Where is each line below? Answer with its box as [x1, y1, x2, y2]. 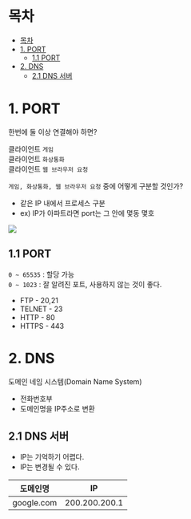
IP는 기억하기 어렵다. [19, 452, 85, 462]
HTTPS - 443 [19, 321, 65, 330]
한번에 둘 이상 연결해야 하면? [8, 127, 97, 136]
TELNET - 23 [19, 304, 63, 314]
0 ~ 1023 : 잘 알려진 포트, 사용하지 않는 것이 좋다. [8, 279, 162, 289]
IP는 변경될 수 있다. [19, 462, 80, 472]
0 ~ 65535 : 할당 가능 [8, 270, 74, 279]
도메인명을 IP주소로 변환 [19, 403, 96, 413]
